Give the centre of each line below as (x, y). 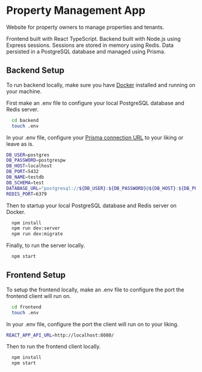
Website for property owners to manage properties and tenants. (85, 27)
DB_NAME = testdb (25, 177)
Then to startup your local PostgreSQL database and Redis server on (91, 206)
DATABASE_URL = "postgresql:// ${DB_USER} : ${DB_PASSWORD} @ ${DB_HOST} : (93, 188)
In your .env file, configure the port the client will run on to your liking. (93, 324)
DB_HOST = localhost (29, 166)
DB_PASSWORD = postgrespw (36, 160)
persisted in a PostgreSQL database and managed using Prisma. (86, 51)
